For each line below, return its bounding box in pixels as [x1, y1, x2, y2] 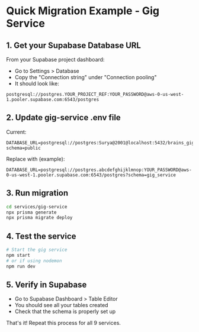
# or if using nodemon [6, 257, 62, 264]
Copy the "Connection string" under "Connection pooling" [14, 74, 157, 80]
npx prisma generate [6, 209, 57, 215]
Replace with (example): [6, 155, 65, 162]
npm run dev [6, 263, 36, 269]
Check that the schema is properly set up [14, 308, 116, 315]
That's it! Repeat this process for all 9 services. [6, 320, 121, 327]
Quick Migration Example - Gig [6, 4, 160, 18]
